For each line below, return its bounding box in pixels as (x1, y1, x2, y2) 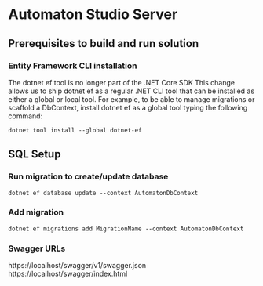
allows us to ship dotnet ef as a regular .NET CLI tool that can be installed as (8, 86, 255, 96)
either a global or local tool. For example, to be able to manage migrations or (8, 94, 255, 103)
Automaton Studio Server (8, 5, 178, 24)
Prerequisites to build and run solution (8, 37, 199, 50)
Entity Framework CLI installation (8, 60, 137, 71)
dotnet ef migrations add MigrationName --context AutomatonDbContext (8, 225, 244, 233)
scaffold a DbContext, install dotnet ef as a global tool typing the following (8, 103, 248, 112)
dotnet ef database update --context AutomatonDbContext (8, 189, 199, 197)
